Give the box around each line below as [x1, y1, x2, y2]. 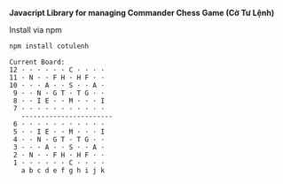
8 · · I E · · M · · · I [12, 96, 105, 105]
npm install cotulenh [9, 42, 90, 50]
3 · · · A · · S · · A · [12, 142, 105, 151]
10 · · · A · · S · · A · [9, 80, 105, 89]
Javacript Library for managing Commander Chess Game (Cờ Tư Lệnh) [9, 8, 275, 18]
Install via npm [9, 25, 62, 34]
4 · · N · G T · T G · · [12, 134, 105, 144]
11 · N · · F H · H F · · [9, 73, 105, 82]
